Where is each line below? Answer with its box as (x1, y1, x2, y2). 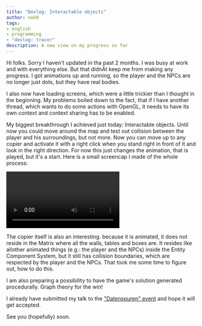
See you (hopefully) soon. (6, 313, 71, 320)
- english (6, 25, 31, 32)
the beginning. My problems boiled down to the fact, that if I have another (6, 96, 189, 103)
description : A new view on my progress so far (6, 43, 128, 49)
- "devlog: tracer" (6, 37, 55, 43)
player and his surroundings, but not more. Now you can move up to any (6, 133, 186, 141)
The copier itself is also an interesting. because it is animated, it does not (6, 233, 188, 240)
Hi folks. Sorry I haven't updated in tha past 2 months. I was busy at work (6, 59, 189, 66)
